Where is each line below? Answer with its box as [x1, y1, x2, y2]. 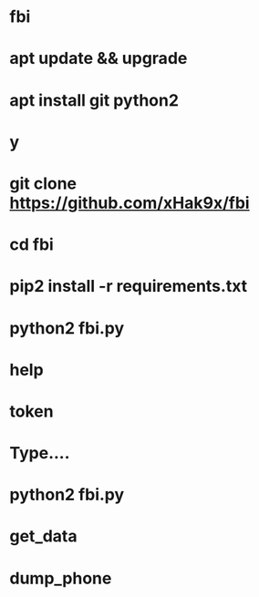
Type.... [9, 443, 70, 464]
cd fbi [9, 234, 55, 255]
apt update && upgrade [9, 48, 188, 69]
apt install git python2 [9, 89, 180, 110]
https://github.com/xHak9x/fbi [9, 192, 250, 213]
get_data [9, 526, 78, 547]
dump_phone [9, 568, 112, 589]
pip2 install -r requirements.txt [9, 276, 248, 297]
